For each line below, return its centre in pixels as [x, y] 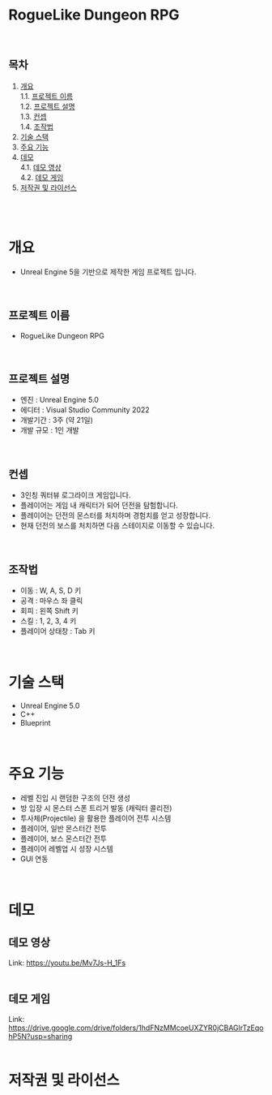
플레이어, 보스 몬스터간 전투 [64, 838]
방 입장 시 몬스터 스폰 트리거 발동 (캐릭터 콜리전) [96, 808]
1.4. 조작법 [37, 127]
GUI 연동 [34, 859]
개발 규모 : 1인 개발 [49, 430]
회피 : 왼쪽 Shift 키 [49, 610]
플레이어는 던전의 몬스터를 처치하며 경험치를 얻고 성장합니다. [115, 515]
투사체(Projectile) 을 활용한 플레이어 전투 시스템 [96, 818]
